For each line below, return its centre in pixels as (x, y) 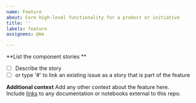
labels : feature (27, 29)
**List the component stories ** (46, 57)
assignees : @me (25, 34)
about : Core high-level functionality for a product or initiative (93, 17)
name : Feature (24, 12)
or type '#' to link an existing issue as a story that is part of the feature (103, 75)
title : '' (19, 23)
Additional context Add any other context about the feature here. (88, 87)
